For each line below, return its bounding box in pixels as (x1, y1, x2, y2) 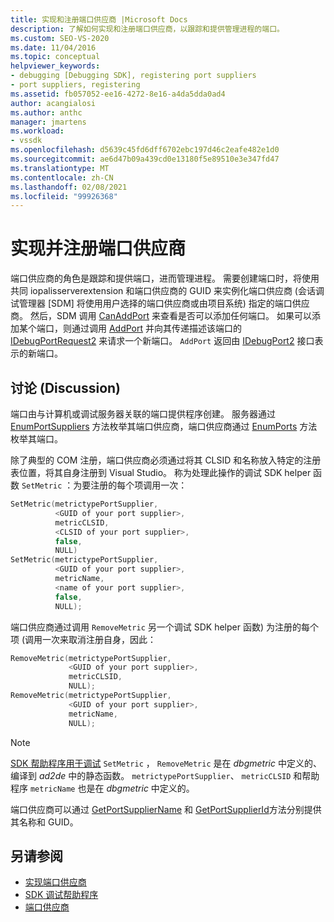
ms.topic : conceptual (10, 52, 101, 62)
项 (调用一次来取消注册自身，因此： (10, 633, 157, 645)
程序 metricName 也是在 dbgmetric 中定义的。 (10, 782, 195, 794)
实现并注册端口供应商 (10, 237, 187, 260)
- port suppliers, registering (10, 80, 141, 90)
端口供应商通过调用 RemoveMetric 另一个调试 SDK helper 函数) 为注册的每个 (10, 621, 319, 633)
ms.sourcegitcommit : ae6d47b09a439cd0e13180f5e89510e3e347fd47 (10, 154, 280, 164)
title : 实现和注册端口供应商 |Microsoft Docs (10, 14, 188, 25)
